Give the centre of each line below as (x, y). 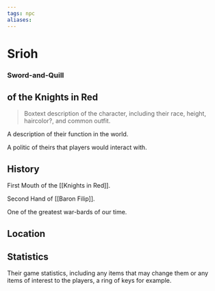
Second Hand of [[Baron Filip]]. (51, 199)
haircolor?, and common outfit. (67, 121)
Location (26, 233)
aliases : (20, 20)
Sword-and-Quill (36, 75)
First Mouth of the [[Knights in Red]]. (59, 186)
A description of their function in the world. (68, 134)
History (23, 169)
